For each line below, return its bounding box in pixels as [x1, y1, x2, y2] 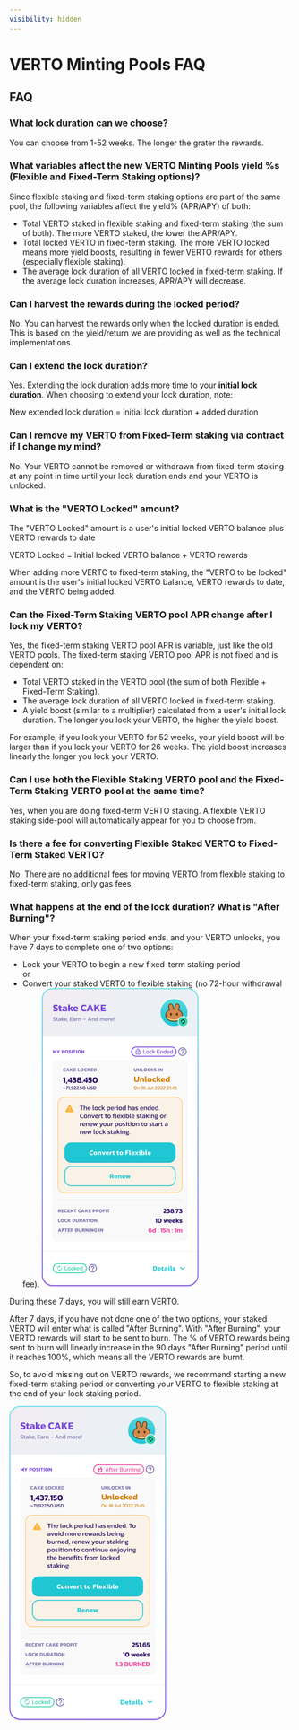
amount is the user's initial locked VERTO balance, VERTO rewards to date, [9, 576, 285, 587]
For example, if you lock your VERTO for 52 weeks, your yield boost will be [9, 732, 285, 743]
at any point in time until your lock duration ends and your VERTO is [9, 470, 259, 481]
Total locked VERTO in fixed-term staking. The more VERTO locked [21, 237, 270, 248]
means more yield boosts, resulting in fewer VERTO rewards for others [21, 247, 283, 258]
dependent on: [9, 660, 64, 670]
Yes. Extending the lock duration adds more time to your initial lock [9, 380, 258, 390]
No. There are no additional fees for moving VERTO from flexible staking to [9, 869, 285, 879]
